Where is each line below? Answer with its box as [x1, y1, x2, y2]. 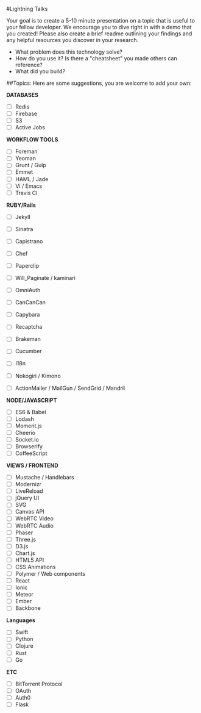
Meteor [15, 591, 33, 598]
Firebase [15, 110, 38, 118]
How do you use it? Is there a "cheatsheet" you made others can [15, 55, 178, 62]
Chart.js [15, 549, 35, 557]
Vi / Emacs [15, 182, 43, 190]
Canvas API [15, 508, 44, 515]
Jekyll [15, 213, 30, 220]
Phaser [15, 529, 33, 536]
